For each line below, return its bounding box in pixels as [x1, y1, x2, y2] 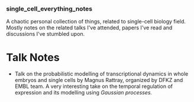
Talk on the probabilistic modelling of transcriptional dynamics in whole [14, 70, 189, 77]
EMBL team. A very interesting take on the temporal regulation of [14, 83, 173, 90]
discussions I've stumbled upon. [6, 30, 85, 38]
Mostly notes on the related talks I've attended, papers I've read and [6, 24, 173, 31]
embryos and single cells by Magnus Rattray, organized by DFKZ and [14, 77, 183, 84]
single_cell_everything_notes [6, 5, 93, 13]
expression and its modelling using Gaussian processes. [14, 89, 153, 96]
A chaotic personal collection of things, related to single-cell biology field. [6, 18, 186, 25]
